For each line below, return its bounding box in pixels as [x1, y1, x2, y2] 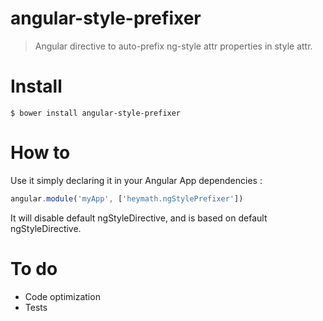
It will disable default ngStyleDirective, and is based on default [10, 212, 268, 224]
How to [10, 142, 71, 164]
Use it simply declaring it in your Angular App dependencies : [10, 174, 263, 186]
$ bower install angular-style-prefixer [10, 108, 182, 118]
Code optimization [24, 290, 101, 302]
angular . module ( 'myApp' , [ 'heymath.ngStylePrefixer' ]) [10, 193, 244, 204]
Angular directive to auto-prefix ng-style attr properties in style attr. [34, 40, 313, 52]
